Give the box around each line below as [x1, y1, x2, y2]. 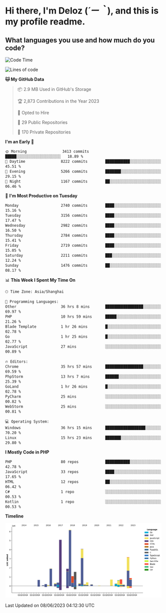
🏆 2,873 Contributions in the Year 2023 [17, 98, 99, 104]
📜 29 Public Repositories [17, 119, 68, 125]
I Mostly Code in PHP [5, 449, 50, 455]
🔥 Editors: [5, 359, 28, 364]
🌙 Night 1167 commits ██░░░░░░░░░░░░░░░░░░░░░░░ [5, 179, 162, 184]
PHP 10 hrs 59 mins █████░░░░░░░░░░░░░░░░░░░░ [5, 314, 162, 319]
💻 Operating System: [5, 419, 50, 424]
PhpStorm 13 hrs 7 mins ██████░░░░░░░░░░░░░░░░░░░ [5, 374, 162, 379]
